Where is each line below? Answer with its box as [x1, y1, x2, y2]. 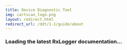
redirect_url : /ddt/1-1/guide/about [5, 21, 83, 27]
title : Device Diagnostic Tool [5, 7, 72, 13]
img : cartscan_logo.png [5, 12, 56, 17]
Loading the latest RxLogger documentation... [5, 38, 122, 45]
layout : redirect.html [5, 17, 54, 22]
